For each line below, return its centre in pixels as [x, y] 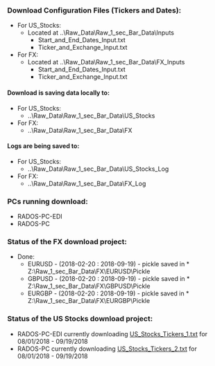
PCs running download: [48, 201]
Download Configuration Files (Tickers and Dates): [94, 10]
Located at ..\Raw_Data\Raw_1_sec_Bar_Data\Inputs [101, 33]
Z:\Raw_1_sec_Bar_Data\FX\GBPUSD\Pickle [89, 286]
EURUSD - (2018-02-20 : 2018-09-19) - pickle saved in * [109, 264]
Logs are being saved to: [43, 146]
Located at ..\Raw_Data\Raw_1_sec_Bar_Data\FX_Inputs [106, 62]
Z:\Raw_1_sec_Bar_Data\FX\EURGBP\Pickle [89, 301]
